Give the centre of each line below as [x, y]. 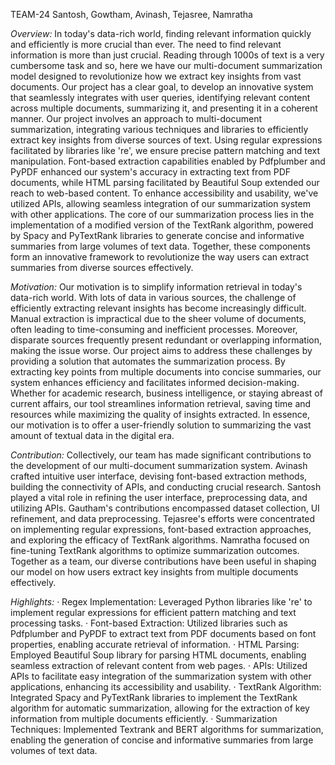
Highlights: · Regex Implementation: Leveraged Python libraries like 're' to [161, 602]
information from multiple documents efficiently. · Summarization [144, 718]
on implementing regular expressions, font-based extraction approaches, [161, 529]
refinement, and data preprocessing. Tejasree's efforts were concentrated [163, 518]
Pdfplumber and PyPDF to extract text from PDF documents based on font [163, 633]
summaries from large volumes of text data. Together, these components [160, 246]
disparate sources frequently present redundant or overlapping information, [166, 340]
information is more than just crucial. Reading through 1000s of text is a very [167, 55]
